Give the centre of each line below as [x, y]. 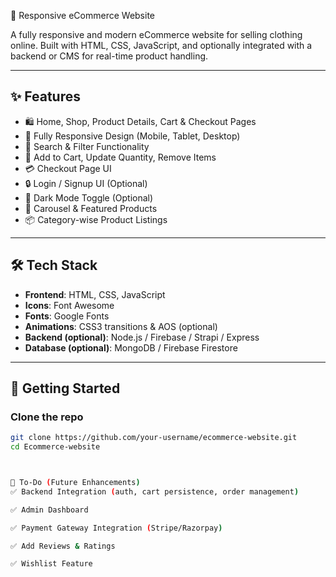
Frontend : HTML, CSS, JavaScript [95, 294]
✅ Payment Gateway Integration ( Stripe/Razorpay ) [116, 528]
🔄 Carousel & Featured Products [91, 208]
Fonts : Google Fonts [67, 316]
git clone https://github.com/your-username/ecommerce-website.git [154, 438]
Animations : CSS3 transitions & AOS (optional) [121, 326]
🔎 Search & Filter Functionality [87, 146]
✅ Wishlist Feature [51, 564]
